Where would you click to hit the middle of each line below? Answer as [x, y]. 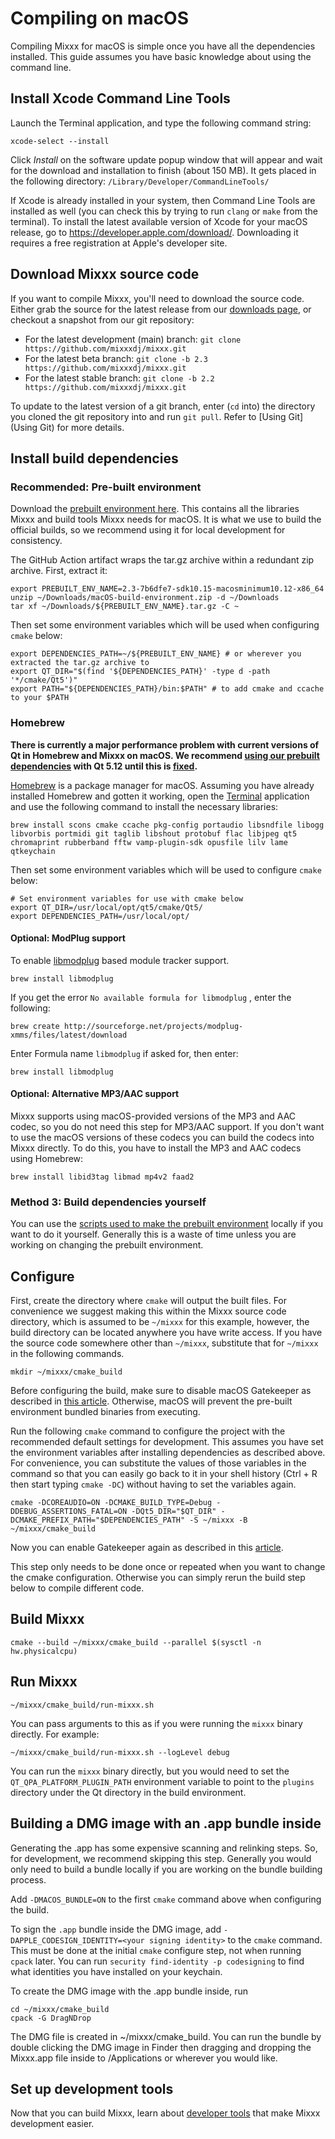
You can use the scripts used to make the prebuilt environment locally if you [166, 1224]
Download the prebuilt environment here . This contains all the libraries [155, 509]
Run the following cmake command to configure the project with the [148, 1431]
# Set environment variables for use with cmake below [127, 898]
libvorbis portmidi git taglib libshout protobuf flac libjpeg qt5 [154, 833]
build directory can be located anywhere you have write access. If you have [166, 1333]
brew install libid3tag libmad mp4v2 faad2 [102, 1177]
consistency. [36, 541]
